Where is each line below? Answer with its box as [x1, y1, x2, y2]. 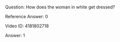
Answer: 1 [5, 33, 25, 38]
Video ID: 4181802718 [5, 23, 49, 29]
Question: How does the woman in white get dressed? [5, 4, 115, 10]
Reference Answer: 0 [5, 14, 48, 19]
